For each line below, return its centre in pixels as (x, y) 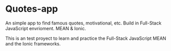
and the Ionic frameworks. (33, 43)
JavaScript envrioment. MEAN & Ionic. (46, 28)
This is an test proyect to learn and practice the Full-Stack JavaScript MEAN (86, 38)
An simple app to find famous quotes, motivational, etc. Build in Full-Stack (83, 23)
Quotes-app (32, 9)
